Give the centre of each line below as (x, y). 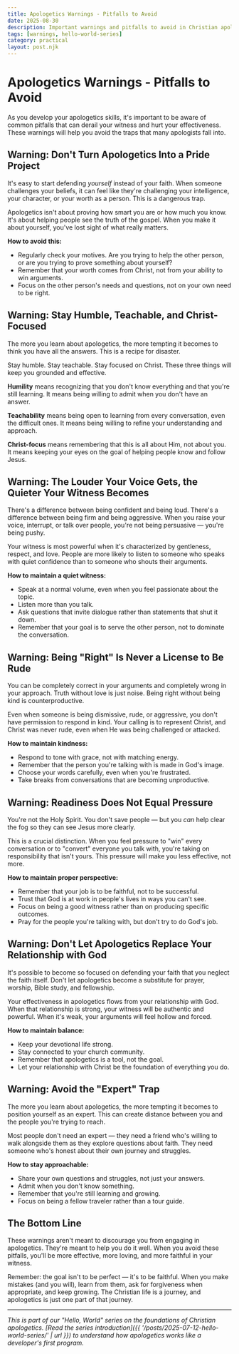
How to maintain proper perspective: (63, 877)
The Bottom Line (44, 1224)
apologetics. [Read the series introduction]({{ (74, 1328)
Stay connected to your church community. (81, 1052)
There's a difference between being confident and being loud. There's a (113, 510)
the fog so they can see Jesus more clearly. (71, 827)
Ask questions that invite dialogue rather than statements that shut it (118, 612)
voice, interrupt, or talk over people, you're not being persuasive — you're (116, 525)
